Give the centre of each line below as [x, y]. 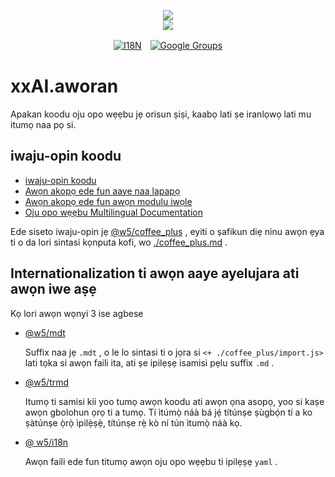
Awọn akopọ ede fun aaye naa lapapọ [102, 191]
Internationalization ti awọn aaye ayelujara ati [155, 273]
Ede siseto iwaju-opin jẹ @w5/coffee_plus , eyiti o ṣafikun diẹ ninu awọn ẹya [167, 231]
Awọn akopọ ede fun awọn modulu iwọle [108, 201]
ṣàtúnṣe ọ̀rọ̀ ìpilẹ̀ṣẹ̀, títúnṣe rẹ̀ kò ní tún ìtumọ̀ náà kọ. [133, 422]
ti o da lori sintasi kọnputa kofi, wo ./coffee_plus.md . [119, 242]
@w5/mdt [45, 332]
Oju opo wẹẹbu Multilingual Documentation [113, 212]
